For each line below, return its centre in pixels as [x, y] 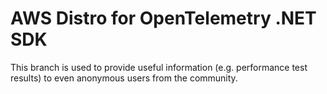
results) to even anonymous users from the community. [124, 78]
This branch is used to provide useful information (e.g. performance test [159, 67]
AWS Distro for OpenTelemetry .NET [163, 18]
